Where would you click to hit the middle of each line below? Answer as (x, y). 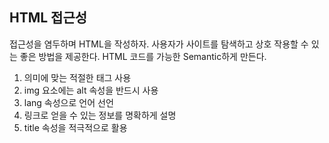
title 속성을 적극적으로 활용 (75, 127)
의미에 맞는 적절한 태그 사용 (77, 77)
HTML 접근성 (48, 18)
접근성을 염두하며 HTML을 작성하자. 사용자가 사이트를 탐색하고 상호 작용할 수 (159, 44)
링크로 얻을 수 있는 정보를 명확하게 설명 (100, 115)
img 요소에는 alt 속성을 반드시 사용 (91, 90)
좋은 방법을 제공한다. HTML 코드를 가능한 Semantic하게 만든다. (143, 56)
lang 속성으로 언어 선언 (68, 102)
